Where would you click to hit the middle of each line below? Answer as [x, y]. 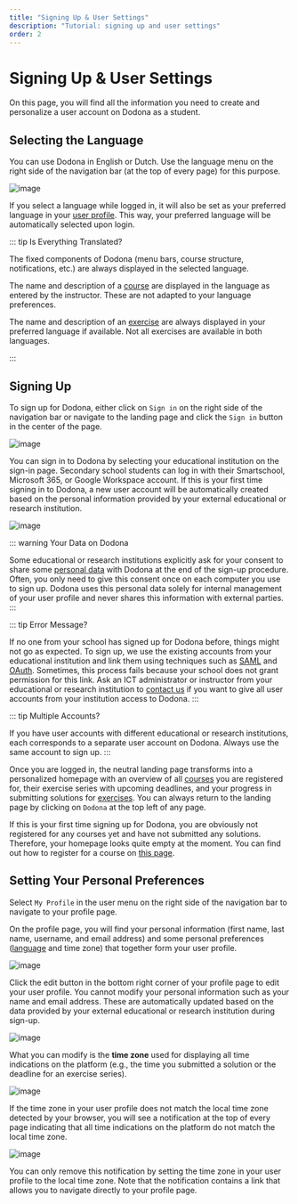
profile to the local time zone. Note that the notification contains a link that [145, 1180]
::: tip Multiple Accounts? [55, 716]
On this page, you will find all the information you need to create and [134, 102]
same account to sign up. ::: [60, 752]
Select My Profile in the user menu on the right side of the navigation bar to [148, 902]
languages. [30, 341]
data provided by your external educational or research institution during [142, 1011]
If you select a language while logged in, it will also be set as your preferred [148, 206]
